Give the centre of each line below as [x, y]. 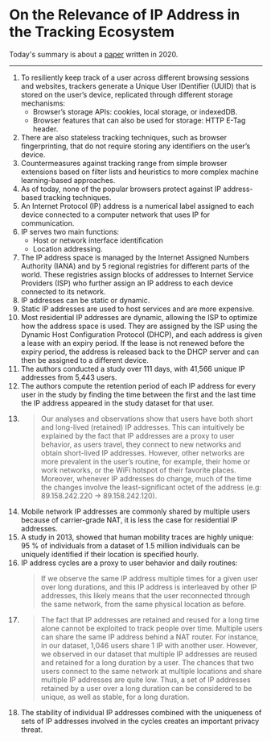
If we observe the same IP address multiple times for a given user [149, 578]
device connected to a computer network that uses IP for [115, 214]
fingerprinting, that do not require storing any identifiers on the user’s [135, 146]
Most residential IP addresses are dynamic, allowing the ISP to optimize [139, 317]
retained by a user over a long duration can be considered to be [146, 688]
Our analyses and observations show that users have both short [147, 418]
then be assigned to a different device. [85, 360]
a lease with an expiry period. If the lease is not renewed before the [132, 343]
